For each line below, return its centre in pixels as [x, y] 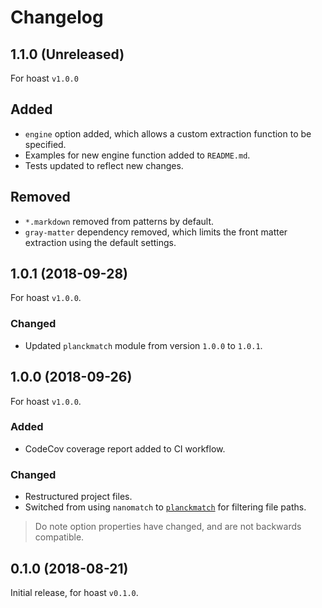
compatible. [59, 537]
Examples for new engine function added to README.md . [137, 155]
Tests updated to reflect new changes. [104, 165]
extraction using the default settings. [100, 242]
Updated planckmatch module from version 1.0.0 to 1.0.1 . [143, 345]
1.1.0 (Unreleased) [67, 54]
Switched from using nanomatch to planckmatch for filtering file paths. [165, 507]
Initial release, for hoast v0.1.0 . [74, 592]
